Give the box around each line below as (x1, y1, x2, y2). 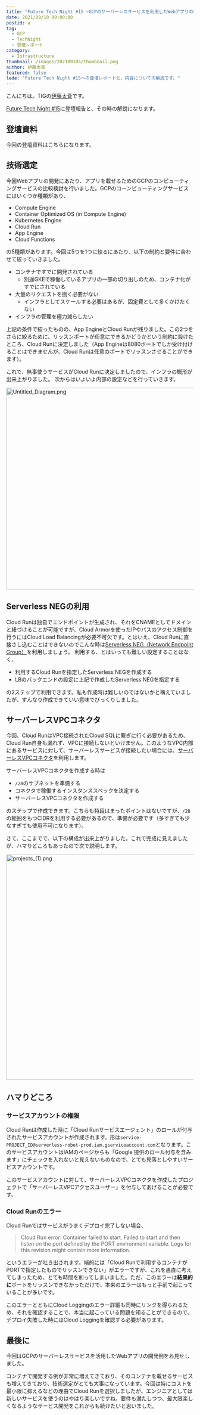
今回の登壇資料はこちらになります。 (6, 141, 95, 148)
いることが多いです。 (6, 1289, 58, 1296)
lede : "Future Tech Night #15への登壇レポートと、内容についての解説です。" (6, 75, 180, 81)
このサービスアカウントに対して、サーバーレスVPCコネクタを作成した (6, 1176, 179, 1184)
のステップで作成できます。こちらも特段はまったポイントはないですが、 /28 (6, 807, 190, 815)
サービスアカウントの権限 (6, 1111, 80, 1120)
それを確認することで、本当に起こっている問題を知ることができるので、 (16, 1309, 193, 1316)
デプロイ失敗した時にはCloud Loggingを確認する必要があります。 (6, 1316, 167, 1324)
